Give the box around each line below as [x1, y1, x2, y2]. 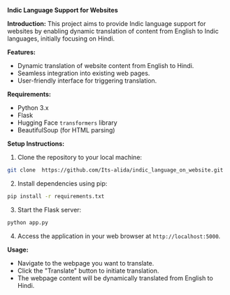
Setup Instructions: [7, 139, 65, 148]
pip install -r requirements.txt [7, 193, 105, 200]
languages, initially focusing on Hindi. [7, 34, 115, 43]
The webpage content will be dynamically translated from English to [17, 273, 213, 282]
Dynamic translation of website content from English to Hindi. [17, 62, 194, 69]
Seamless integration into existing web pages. [17, 69, 150, 77]
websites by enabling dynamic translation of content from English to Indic [7, 27, 219, 35]
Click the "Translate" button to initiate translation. [17, 266, 159, 275]
